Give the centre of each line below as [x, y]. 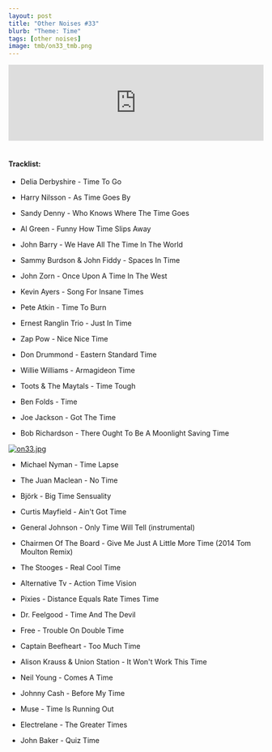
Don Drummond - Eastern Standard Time [88, 355]
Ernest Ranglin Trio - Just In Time [76, 323]
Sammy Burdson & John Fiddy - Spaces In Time [100, 260]
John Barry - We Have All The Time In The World [102, 245]
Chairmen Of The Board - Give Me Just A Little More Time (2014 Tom [136, 544]
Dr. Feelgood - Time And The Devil [78, 615]
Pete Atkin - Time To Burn [63, 307]
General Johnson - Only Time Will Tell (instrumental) [108, 527]
